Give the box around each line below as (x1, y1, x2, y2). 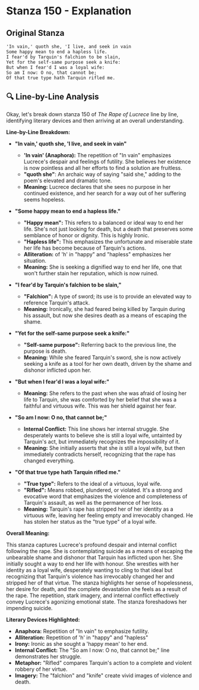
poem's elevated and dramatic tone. (23, 177, 112, 184)
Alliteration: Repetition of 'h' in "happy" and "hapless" (14, 633, 149, 641)
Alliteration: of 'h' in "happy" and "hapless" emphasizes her (23, 250, 172, 257)
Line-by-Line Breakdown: (6, 128, 70, 135)
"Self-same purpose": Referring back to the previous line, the (23, 341, 176, 348)
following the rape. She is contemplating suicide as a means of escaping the (6, 547, 193, 555)
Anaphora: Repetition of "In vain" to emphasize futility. (14, 627, 150, 635)
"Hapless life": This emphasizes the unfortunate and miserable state (23, 238, 193, 245)
